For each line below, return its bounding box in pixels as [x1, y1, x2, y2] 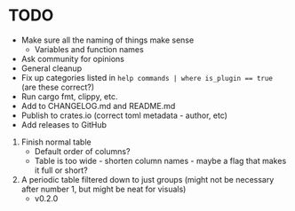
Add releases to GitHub [20, 119, 108, 129]
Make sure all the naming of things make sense [20, 35, 195, 45]
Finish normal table [20, 137, 92, 147]
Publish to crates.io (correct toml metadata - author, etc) [20, 110, 228, 121]
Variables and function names [34, 43, 144, 54]
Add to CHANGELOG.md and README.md [20, 100, 176, 111]
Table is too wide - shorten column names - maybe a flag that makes [34, 155, 287, 166]
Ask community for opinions [20, 53, 125, 64]
